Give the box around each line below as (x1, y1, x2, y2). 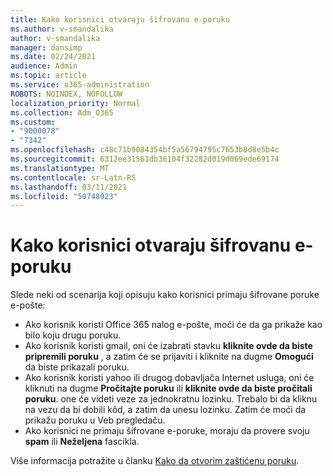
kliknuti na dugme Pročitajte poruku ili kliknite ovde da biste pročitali (24, 382, 313, 395)
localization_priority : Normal (10, 98, 141, 108)
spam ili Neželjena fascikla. (24, 436, 140, 448)
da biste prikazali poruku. (24, 361, 130, 373)
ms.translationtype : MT (10, 163, 110, 173)
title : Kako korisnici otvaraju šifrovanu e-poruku (10, 14, 230, 25)
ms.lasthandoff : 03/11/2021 (10, 182, 128, 192)
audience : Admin (10, 61, 78, 71)
